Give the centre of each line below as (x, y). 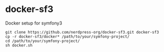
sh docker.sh (19, 45)
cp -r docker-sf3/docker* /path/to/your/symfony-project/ (67, 36)
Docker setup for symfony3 (34, 23)
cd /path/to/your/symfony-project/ (43, 41)
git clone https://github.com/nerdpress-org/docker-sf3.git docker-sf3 (82, 32)
